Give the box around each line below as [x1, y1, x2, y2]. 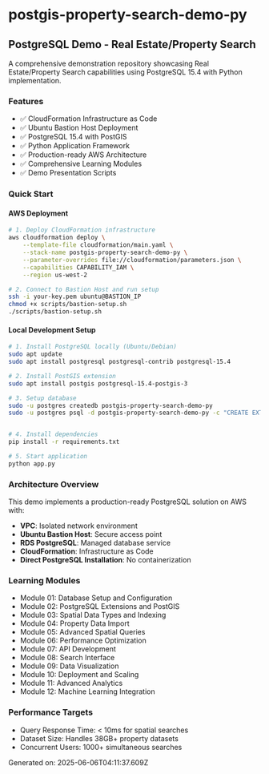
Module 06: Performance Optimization [19, 635, 147, 646]
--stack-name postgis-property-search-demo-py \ [22, 248, 188, 257]
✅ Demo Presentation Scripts [19, 168, 117, 178]
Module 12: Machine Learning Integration [19, 687, 155, 696]
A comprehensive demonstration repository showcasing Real [8, 58, 210, 68]
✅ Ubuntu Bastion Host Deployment [19, 123, 139, 133]
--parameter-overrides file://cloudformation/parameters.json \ [22, 256, 242, 264]
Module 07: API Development [19, 644, 116, 654]
